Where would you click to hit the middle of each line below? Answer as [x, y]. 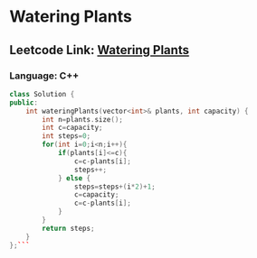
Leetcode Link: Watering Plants [100, 50]
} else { [74, 178]
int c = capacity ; [72, 128]
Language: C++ [44, 76]
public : [24, 102]
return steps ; [68, 228]
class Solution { [42, 94]
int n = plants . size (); [83, 119]
